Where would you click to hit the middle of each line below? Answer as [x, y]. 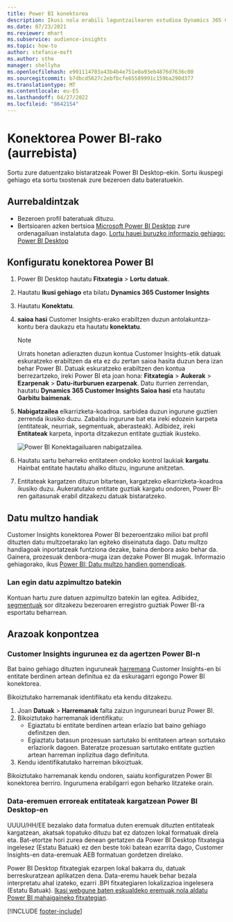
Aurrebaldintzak [43, 202]
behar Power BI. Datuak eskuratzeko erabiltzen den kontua [101, 368]
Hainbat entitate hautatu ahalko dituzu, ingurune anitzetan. [101, 468]
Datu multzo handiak [53, 518]
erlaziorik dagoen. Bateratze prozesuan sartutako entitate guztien [121, 748]
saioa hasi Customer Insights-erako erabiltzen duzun [93, 320]
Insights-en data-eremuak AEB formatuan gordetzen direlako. [95, 855]
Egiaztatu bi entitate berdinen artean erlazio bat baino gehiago [117, 725]
